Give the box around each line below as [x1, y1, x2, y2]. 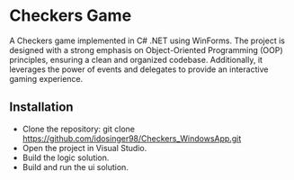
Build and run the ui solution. [22, 161, 129, 172]
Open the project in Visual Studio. [22, 142, 147, 153]
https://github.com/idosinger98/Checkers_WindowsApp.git [22, 132, 242, 144]
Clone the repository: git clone [22, 123, 135, 134]
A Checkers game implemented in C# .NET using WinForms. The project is [9, 35, 286, 46]
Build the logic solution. [22, 152, 110, 163]
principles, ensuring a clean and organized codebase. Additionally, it [9, 54, 263, 65]
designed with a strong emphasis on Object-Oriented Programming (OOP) [9, 44, 283, 55]
